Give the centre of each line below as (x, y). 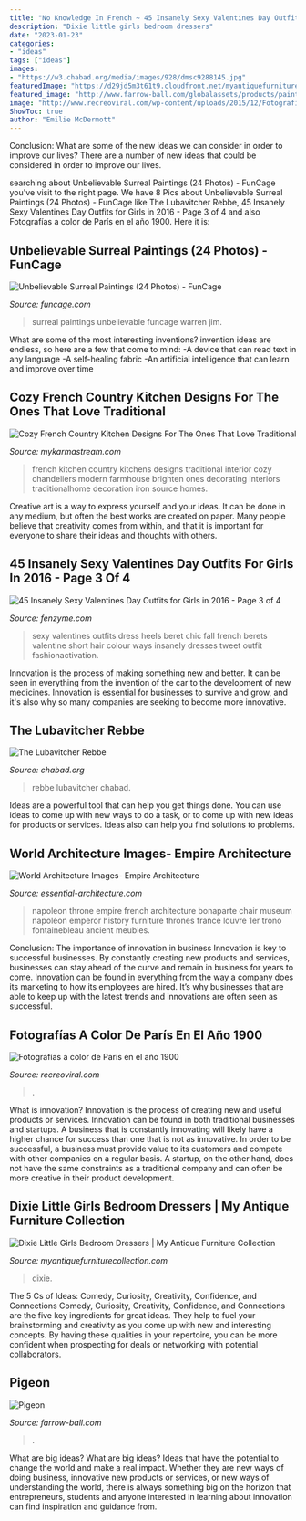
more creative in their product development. (92, 1178)
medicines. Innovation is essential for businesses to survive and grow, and (149, 692)
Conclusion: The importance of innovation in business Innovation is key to (148, 948)
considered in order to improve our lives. (86, 165)
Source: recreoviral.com (55, 1075)
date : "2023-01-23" (46, 35)
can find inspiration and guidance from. (83, 1506)
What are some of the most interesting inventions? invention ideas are (140, 340)
